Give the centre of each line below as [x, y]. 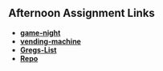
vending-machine [51, 41]
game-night [40, 32]
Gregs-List [38, 50]
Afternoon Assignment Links [81, 13]
